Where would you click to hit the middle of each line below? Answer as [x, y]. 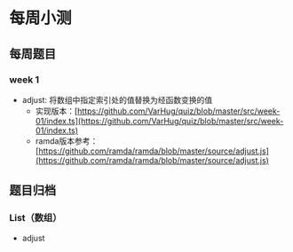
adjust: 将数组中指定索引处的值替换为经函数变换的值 [117, 99]
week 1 [24, 79]
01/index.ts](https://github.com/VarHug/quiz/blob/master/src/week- [159, 121]
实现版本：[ [56, 111]
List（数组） [36, 218]
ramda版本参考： [67, 141]
